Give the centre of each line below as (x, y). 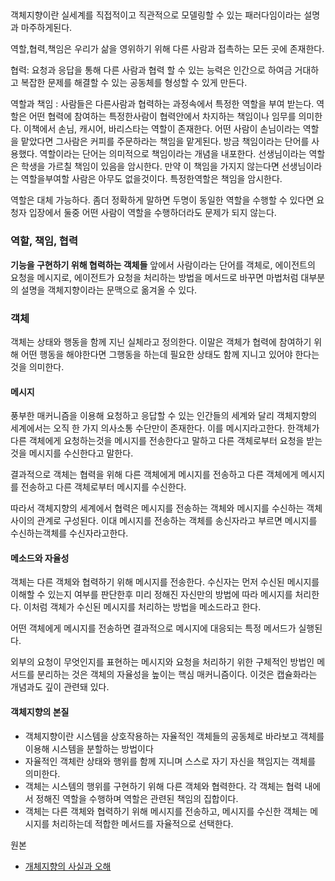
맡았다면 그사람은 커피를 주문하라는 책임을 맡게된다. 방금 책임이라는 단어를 (165, 141)
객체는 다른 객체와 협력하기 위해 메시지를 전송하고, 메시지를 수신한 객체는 (166, 811)
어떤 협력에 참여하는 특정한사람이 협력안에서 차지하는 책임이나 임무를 (162, 116)
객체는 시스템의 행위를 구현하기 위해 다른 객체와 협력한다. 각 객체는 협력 (163, 786)
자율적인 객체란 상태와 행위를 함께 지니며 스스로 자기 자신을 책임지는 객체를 (170, 761)
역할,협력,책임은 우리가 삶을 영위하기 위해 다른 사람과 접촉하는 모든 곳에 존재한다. (167, 49)
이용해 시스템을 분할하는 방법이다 (89, 748)
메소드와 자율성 (40, 558)
